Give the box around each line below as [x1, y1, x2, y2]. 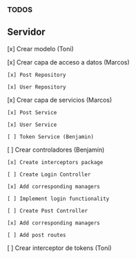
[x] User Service [7, 121, 57, 128]
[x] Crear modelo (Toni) [7, 44, 74, 53]
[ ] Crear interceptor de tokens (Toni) [7, 244, 112, 252]
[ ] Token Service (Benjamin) [7, 133, 95, 140]
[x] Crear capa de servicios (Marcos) [7, 96, 113, 104]
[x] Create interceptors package [7, 159, 104, 166]
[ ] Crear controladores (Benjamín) [7, 145, 105, 154]
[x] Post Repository [7, 71, 67, 78]
